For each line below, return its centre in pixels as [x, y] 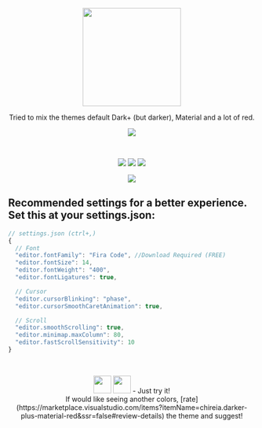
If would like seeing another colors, [122, 399]
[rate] [189, 399]
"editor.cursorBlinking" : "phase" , [73, 299]
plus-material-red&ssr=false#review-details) [93, 415]
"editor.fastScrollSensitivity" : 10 [75, 342]
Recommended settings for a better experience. [127, 203]
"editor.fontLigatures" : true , [66, 278]
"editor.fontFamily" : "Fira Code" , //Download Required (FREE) [120, 256]
